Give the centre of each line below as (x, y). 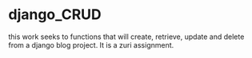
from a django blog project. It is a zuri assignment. (91, 44)
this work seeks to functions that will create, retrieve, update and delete (126, 37)
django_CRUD (55, 15)
